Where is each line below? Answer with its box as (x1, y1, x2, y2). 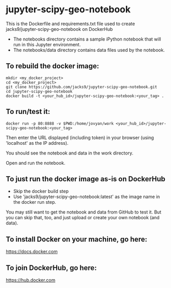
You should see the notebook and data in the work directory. (6, 150, 134, 156)
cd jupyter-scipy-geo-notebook (6, 89, 73, 94)
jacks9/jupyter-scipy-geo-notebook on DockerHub (6, 26, 113, 32)
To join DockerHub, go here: (6, 263, 97, 272)
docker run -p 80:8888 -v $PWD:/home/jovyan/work (6, 121, 114, 126)
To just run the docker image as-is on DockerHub (6, 175, 166, 183)
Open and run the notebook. (6, 160, 66, 166)
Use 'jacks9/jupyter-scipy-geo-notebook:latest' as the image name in (13, 194, 160, 200)
